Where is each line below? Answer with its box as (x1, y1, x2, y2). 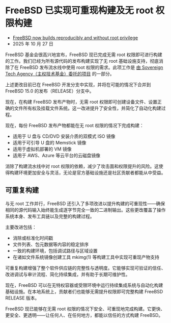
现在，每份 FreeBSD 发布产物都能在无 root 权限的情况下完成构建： (5, 122, 144, 128)
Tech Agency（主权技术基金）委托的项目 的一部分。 (5, 70, 115, 77)
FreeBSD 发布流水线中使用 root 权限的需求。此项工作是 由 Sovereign (19, 64, 163, 70)
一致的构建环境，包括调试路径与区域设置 (12, 247, 98, 254)
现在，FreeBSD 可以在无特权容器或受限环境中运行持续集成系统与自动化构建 (5, 282, 163, 288)
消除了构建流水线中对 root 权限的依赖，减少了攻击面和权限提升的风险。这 (5, 163, 159, 169)
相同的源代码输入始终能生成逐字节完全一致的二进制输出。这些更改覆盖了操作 (5, 207, 166, 213)
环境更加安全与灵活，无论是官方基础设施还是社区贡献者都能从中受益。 (18, 169, 166, 176)
